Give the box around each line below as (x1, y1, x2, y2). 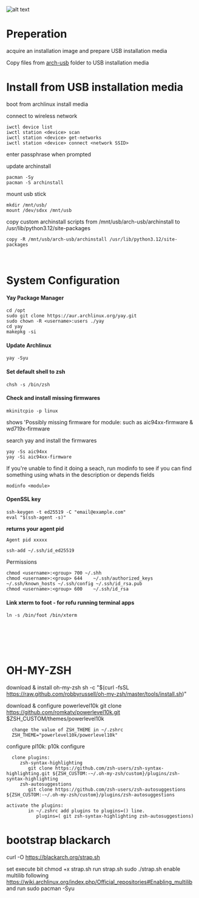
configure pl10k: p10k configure (6, 743, 85, 750)
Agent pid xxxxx (6, 537, 47, 543)
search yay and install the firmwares (6, 437, 97, 444)
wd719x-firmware (6, 425, 50, 432)
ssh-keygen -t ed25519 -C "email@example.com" (6, 509, 126, 516)
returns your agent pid (6, 525, 64, 533)
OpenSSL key (6, 496, 41, 503)
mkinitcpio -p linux (6, 408, 59, 414)
